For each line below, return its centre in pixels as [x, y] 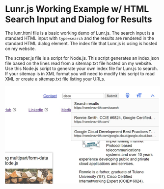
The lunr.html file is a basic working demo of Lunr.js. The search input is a [80, 33]
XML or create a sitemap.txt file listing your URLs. [55, 79]
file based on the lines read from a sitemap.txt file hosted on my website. [79, 63]
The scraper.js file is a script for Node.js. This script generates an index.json [82, 58]
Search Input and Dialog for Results [79, 19]
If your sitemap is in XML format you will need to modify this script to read [80, 73]
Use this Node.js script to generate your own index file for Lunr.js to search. [82, 68]
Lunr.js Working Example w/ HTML [77, 9]
